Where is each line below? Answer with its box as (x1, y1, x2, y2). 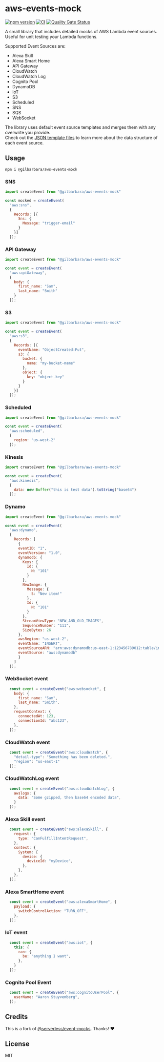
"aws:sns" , (9, 203, 32, 207)
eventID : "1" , (18, 546, 47, 551)
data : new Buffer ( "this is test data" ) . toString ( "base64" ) (14, 487, 137, 492)
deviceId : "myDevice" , (26, 858, 73, 864)
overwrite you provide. (5, 129, 51, 135)
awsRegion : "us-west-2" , (18, 636, 69, 642)
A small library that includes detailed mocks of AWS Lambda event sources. (5, 28, 157, 34)
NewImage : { (22, 582, 47, 587)
